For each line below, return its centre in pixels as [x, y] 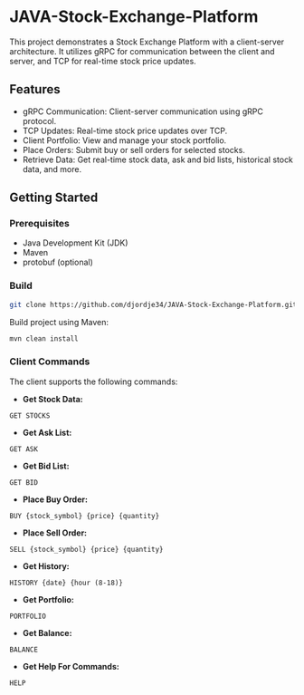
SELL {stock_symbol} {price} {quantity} [87, 549]
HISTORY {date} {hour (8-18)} [66, 583]
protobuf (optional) [57, 262]
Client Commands [50, 362]
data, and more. [52, 169]
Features [35, 89]
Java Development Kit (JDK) [75, 243]
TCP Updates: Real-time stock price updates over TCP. [125, 130]
